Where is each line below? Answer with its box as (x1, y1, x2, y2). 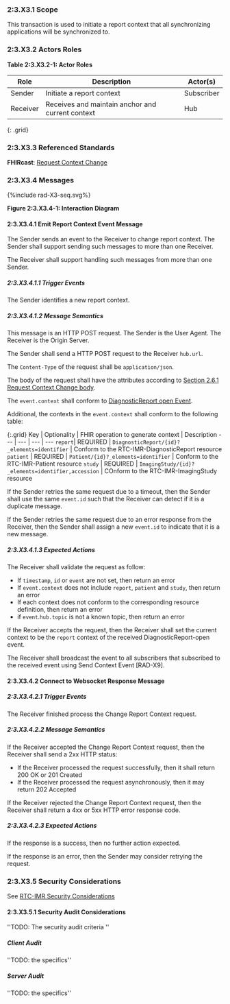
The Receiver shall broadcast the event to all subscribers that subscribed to (7, 654, 220, 662)
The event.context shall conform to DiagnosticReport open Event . (7, 396, 193, 405)
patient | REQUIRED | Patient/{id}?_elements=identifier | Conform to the (7, 453, 219, 461)
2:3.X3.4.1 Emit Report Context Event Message (7, 219, 143, 228)
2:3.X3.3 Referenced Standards (7, 143, 115, 152)
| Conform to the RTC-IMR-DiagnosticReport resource (70, 445, 222, 453)
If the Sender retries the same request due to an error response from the (7, 516, 212, 524)
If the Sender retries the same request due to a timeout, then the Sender (7, 488, 211, 496)
